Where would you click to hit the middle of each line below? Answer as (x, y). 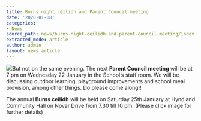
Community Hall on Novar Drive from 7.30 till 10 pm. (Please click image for (99, 105)
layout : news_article (33, 51)
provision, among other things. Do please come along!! (74, 87)
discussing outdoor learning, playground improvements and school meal (95, 81)
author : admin (24, 46)
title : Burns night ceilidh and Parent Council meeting (77, 12)
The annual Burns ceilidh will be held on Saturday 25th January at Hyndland (101, 99)
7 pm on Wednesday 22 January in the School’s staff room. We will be (93, 75)
